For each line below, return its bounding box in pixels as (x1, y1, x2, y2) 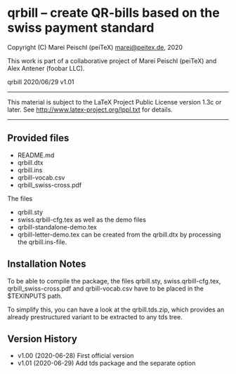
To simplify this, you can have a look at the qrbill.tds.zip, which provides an (7, 305, 225, 314)
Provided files (7, 132, 70, 145)
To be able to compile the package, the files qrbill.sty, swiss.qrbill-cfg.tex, (7, 276, 221, 285)
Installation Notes (7, 258, 86, 270)
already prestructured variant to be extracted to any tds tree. (7, 312, 183, 321)
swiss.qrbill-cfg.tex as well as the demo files (17, 215, 146, 224)
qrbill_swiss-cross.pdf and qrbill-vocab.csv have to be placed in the (7, 284, 204, 293)
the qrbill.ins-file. (17, 237, 67, 246)
